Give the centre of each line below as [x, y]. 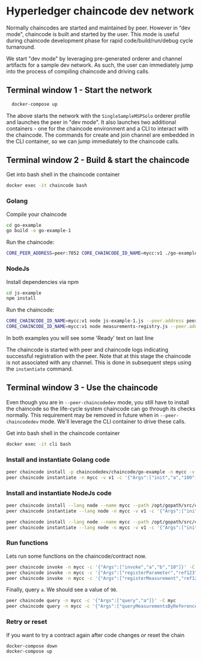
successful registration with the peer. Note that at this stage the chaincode [99, 356]
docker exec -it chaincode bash [47, 186]
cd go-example [24, 225]
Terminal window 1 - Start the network [79, 91]
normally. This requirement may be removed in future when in [83, 415]
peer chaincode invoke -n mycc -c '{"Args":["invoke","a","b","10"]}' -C [101, 567]
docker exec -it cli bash [38, 444]
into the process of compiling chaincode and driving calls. [78, 71]
